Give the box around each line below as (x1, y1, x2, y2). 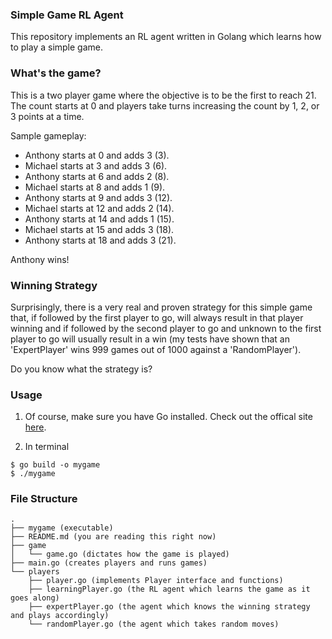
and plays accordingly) (10, 611, 110, 621)
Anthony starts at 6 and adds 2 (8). (24, 170, 170, 182)
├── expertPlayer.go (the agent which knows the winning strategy (28, 602, 311, 612)
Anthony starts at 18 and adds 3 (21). (24, 234, 177, 246)
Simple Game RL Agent (10, 8, 124, 22)
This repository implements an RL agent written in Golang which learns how (10, 31, 322, 43)
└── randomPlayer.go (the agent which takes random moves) (28, 619, 280, 630)
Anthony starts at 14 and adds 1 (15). (24, 213, 175, 225)
